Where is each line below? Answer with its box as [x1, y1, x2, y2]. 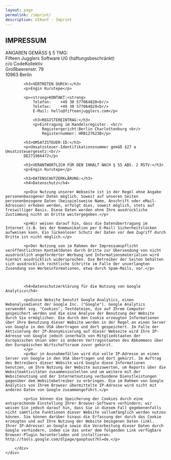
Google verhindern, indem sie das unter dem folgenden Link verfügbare [5, 428, 161, 433]
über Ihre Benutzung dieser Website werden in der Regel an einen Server [5, 320, 166, 325]
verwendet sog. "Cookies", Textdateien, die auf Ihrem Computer [5, 306, 145, 311]
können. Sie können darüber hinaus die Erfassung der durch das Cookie [5, 414, 161, 419]
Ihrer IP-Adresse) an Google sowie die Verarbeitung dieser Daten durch [5, 424, 164, 429]
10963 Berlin [5, 71, 32, 78]
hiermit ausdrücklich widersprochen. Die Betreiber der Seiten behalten [5, 257, 164, 262]
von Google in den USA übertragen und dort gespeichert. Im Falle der [5, 324, 159, 329]
